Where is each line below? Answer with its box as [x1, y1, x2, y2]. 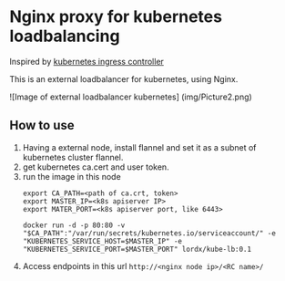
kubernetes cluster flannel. [22, 151, 124, 162]
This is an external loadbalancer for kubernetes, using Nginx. [9, 73, 239, 84]
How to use [9, 118, 75, 133]
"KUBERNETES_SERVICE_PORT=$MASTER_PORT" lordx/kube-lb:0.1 [22, 245, 252, 254]
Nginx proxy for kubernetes [9, 6, 223, 27]
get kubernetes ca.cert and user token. [22, 161, 170, 172]
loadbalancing [9, 26, 120, 47]
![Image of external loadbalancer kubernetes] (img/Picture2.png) [9, 91, 252, 102]
